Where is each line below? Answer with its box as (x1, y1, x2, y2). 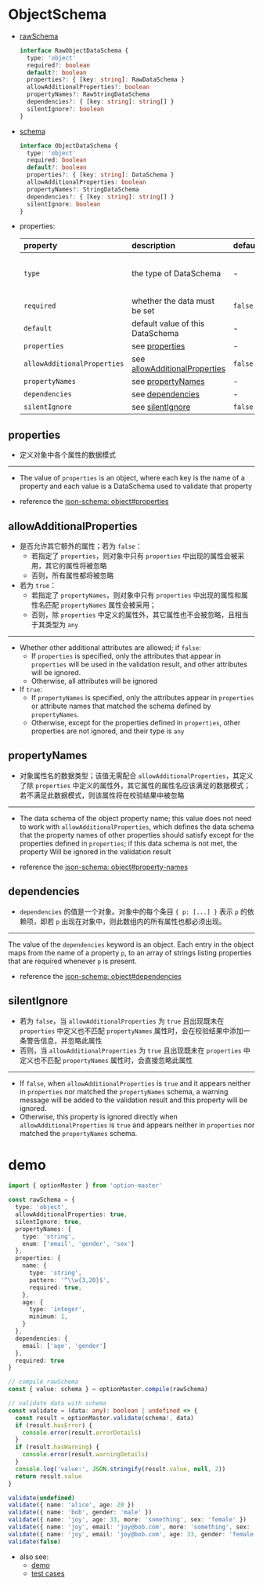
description (131, 240, 176, 251)
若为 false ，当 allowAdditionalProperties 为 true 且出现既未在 (19, 1016, 225, 1025)
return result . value (15, 1472, 82, 1481)
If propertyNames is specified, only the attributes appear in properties (31, 693, 254, 703)
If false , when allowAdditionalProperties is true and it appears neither (19, 1078, 251, 1088)
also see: (19, 1552, 49, 1561)
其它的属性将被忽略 (45, 561, 107, 571)
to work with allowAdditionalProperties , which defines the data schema (19, 822, 254, 831)
